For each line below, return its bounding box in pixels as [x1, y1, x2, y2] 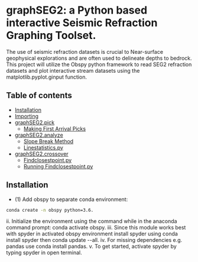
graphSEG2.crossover [14, 150, 69, 157]
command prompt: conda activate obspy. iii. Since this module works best [6, 224, 186, 231]
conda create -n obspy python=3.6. [6, 207, 94, 213]
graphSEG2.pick [14, 119, 55, 126]
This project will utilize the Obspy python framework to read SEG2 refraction [6, 60, 192, 68]
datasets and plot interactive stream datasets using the [6, 67, 140, 74]
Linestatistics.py [23, 144, 64, 151]
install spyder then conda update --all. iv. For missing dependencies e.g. [6, 237, 183, 244]
